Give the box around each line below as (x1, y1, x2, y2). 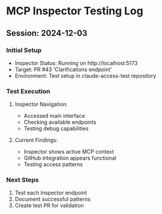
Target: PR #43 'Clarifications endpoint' (14, 66, 112, 73)
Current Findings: (14, 136, 58, 144)
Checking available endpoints (23, 118, 96, 126)
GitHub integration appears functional (23, 154, 117, 162)
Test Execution (6, 87, 51, 95)
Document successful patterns (14, 195, 91, 203)
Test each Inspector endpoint (14, 189, 88, 197)
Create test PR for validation (14, 202, 85, 209)
